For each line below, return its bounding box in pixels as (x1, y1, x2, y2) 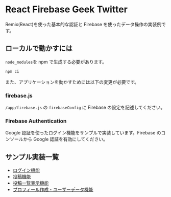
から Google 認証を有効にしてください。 (22, 136, 108, 142)
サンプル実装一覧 (5, 152, 59, 161)
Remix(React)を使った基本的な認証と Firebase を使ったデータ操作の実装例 (5, 21, 162, 27)
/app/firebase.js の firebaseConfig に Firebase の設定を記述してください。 (5, 104, 165, 110)
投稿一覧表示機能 (12, 180, 49, 186)
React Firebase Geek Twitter (5, 4, 128, 15)
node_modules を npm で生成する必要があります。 (5, 58, 107, 65)
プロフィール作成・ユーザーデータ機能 (12, 186, 93, 193)
